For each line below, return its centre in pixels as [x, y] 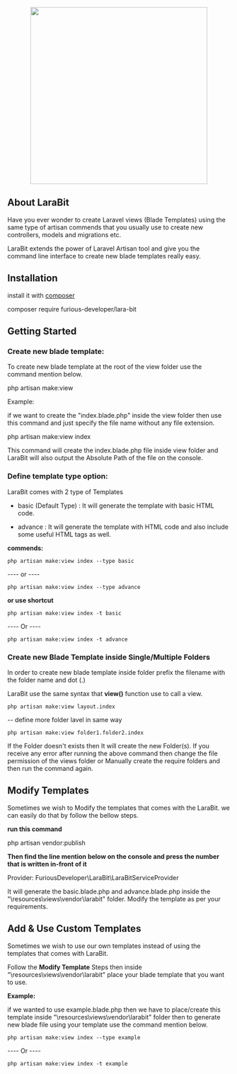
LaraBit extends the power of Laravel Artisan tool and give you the [104, 248]
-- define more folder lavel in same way [65, 719]
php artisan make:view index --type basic [71, 561]
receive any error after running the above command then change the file [112, 753]
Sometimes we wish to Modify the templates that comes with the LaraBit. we [118, 808]
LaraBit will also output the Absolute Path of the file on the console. [105, 458]
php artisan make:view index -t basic [64, 613]
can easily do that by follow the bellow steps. [73, 815]
